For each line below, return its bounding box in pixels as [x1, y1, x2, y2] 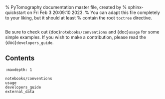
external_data [5, 89, 35, 94]
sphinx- [128, 4, 144, 10]
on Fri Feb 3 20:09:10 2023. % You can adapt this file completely [26, 9, 161, 15]
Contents [5, 54, 35, 62]
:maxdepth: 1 [5, 67, 32, 72]
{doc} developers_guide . [5, 39, 54, 45]
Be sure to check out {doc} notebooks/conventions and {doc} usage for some [5, 29, 160, 34]
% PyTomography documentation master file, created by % [5, 4, 127, 10]
